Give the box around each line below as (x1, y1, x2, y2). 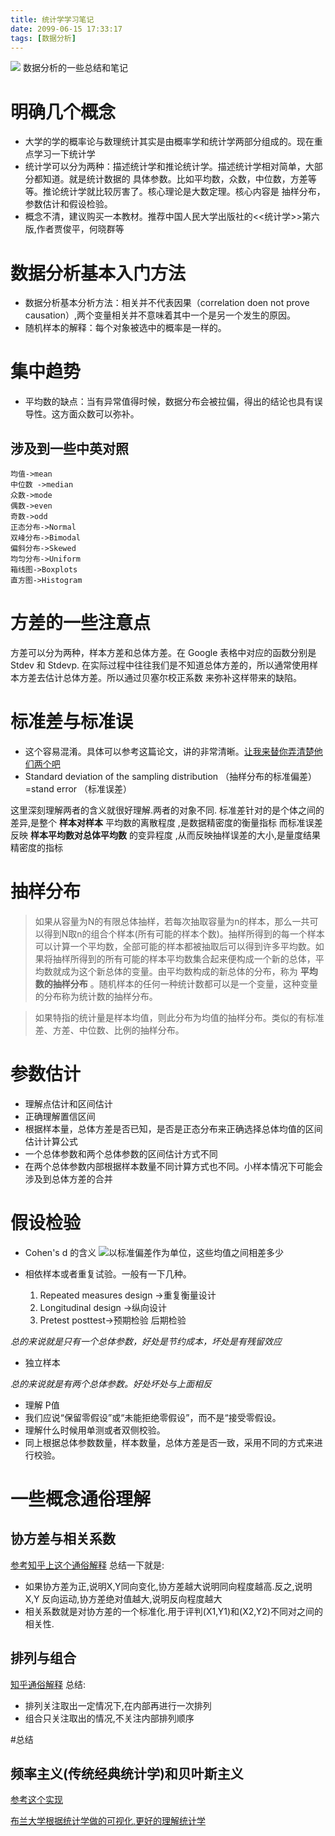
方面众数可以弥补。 (59, 408, 140, 420)
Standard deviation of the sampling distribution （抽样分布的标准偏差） (24, 770, 317, 782)
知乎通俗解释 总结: (10, 1678, 86, 1690)
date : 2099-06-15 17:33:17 (10, 24, 123, 34)
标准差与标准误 (10, 711, 134, 733)
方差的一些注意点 (10, 612, 152, 635)
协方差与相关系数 (10, 1531, 116, 1548)
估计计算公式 (24, 1135, 78, 1147)
